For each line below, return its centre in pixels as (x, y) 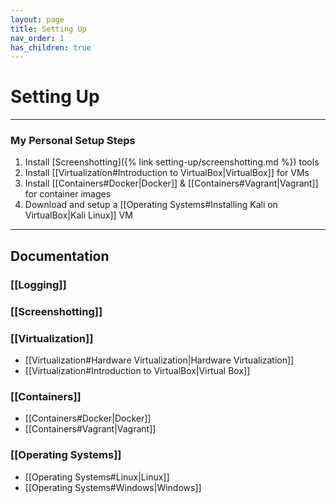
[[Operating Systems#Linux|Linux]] (97, 477)
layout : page (37, 19)
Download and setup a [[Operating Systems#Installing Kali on (151, 205)
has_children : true (51, 47)
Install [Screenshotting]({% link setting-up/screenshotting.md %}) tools (172, 162)
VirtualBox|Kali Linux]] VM (78, 215)
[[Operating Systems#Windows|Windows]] (113, 487)
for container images (68, 194)
